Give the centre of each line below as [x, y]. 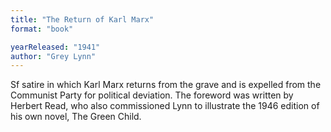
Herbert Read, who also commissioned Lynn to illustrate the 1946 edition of [165, 106]
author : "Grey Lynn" [53, 56]
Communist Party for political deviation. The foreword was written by [152, 95]
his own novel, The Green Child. [76, 117]
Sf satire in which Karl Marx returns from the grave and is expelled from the [166, 85]
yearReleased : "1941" [55, 47]
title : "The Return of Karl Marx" [82, 19]
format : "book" [42, 29]
